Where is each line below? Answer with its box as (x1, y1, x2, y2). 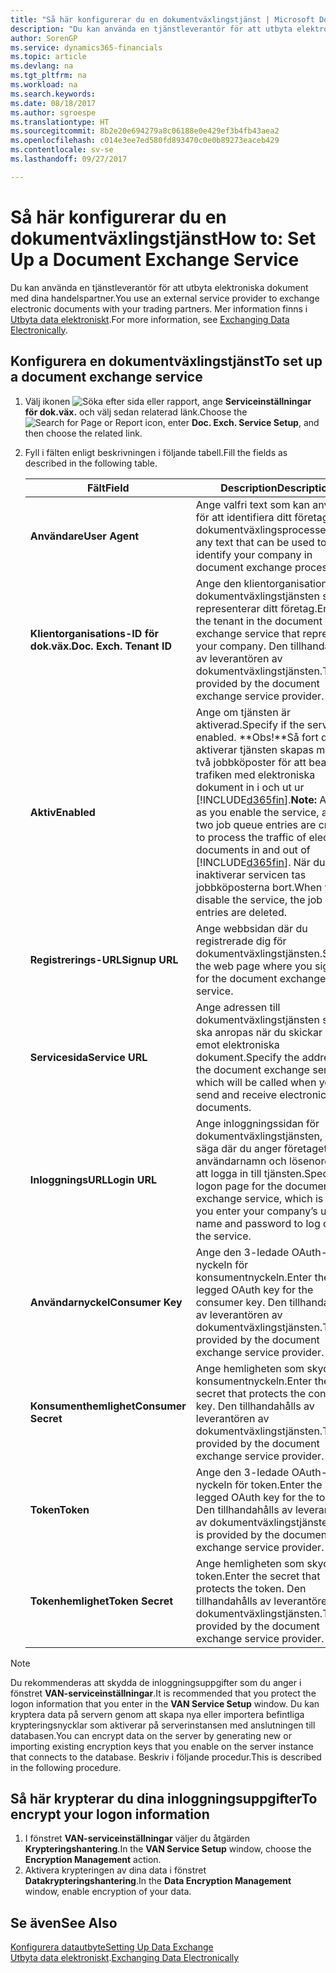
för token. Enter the (234, 1477, 323, 1491)
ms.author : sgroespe (10, 107, 97, 118)
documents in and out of (195, 842, 311, 856)
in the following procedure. (10, 1761, 122, 1773)
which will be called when (195, 1075, 317, 1089)
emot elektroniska (195, 1037, 280, 1051)
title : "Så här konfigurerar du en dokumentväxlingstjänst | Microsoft (10, 14, 315, 25)
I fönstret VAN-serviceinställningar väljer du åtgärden (24, 1832, 251, 1845)
